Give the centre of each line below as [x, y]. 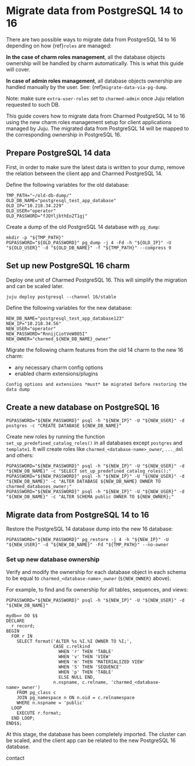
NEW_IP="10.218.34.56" [34, 323]
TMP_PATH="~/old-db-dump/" [39, 195]
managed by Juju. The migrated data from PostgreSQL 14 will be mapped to [97, 128]
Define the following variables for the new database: [69, 307]
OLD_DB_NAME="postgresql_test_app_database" [61, 200]
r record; [23, 626]
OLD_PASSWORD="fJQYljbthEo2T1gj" [47, 216]
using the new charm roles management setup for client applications [89, 122]
